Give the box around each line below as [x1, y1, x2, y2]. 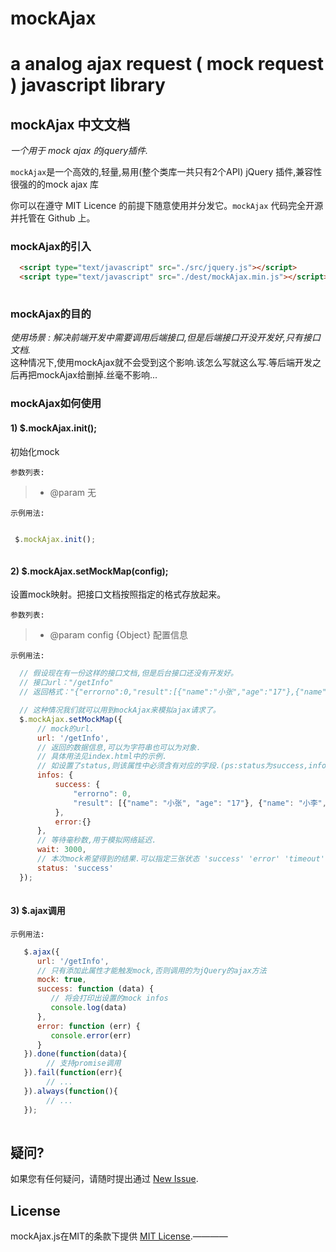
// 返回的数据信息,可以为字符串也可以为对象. [36, 742, 202, 752]
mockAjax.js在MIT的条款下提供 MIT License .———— [10, 1230, 228, 1242]
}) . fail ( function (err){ [23, 1068, 123, 1078]
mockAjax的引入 [10, 240, 92, 254]
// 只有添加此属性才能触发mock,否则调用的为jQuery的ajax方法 [36, 965, 267, 976]
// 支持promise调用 [46, 1058, 122, 1069]
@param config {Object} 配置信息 [49, 629, 189, 641]
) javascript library [10, 74, 166, 97]
